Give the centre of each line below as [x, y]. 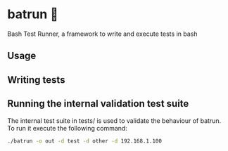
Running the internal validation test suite [98, 104]
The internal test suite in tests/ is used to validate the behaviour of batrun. [114, 120]
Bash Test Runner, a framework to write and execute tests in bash [102, 34]
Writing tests [36, 80]
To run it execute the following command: [68, 128]
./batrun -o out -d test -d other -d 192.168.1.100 [84, 141]
